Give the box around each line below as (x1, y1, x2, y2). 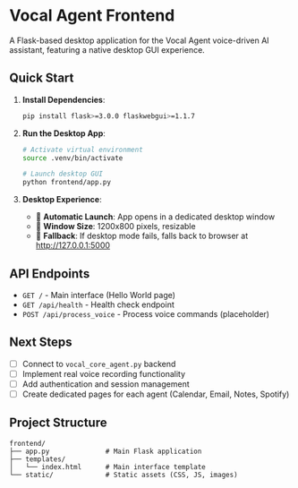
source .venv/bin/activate (21, 153, 123, 162)
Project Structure (9, 415, 107, 431)
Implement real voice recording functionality (21, 368, 186, 379)
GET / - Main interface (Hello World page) (21, 289, 176, 300)
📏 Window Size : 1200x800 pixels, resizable (35, 221, 196, 232)
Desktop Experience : (21, 194, 102, 205)
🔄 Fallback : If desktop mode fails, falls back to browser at (35, 230, 249, 242)
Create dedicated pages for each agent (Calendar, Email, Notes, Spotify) (21, 389, 290, 399)
